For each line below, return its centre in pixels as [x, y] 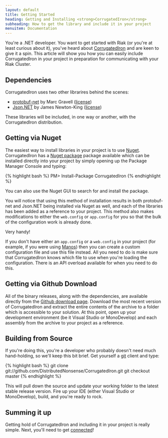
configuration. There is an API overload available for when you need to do [81, 263]
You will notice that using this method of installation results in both [74, 200]
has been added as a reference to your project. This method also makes [79, 211]
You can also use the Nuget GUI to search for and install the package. [77, 191]
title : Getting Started [30, 15]
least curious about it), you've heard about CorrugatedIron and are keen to [82, 48]
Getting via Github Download [51, 284]
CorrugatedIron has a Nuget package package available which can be [77, 155]
